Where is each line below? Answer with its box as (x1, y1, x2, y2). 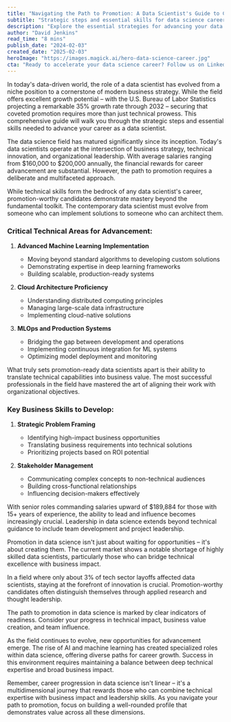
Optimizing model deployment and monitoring (27, 352, 157, 360)
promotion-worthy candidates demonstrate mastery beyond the (7, 194, 188, 203)
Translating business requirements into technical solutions (27, 441, 192, 449)
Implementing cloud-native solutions (27, 311, 131, 319)
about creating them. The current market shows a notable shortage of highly (7, 545, 224, 554)
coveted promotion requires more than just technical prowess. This (7, 109, 197, 118)
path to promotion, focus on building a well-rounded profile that (7, 701, 188, 709)
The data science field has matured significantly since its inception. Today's (7, 137, 222, 145)
